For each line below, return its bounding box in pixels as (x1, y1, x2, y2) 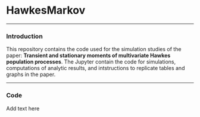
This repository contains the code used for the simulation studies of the (6, 46, 182, 53)
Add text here (6, 105, 40, 112)
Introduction (6, 32, 43, 40)
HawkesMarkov (6, 4, 86, 17)
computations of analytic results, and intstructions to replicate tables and (6, 65, 185, 72)
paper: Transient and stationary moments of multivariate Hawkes (6, 52, 171, 59)
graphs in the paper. (6, 71, 56, 78)
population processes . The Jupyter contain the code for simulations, (6, 58, 176, 65)
